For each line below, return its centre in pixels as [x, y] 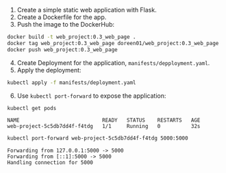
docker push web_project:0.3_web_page [62, 50]
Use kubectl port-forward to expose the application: [91, 96]
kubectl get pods [32, 108]
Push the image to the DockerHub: [66, 24]
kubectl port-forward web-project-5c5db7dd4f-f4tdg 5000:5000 [98, 138]
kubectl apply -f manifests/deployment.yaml [72, 82]
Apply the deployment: [49, 70]
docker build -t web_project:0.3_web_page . [72, 37]
